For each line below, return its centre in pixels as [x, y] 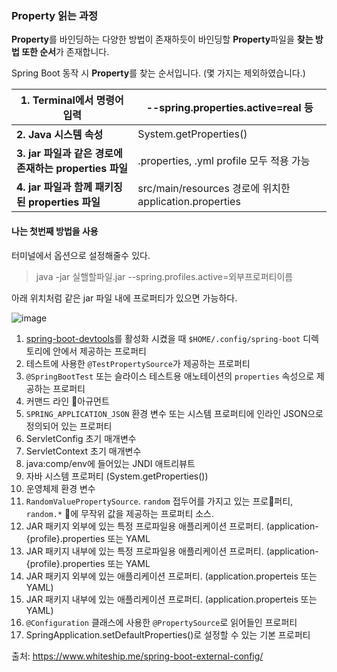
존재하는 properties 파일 [72, 169]
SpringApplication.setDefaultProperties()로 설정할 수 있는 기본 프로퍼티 [168, 634]
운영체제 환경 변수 [60, 488]
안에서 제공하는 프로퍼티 [99, 351]
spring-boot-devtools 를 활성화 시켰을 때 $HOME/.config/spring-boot [163, 338]
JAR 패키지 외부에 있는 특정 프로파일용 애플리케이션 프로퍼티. [144, 526]
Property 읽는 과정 [55, 15]
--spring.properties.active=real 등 [229, 108]
